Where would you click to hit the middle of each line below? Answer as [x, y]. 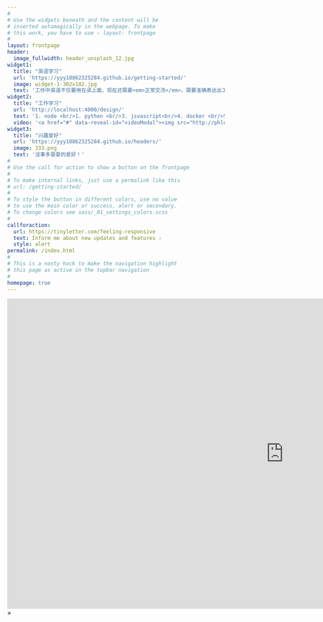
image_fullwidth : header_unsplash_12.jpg [74, 59]
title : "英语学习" [38, 71]
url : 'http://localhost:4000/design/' [69, 110]
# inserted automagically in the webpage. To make [81, 26]
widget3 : [20, 129]
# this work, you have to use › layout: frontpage [81, 33]
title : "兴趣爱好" [38, 135]
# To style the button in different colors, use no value [92, 200]
